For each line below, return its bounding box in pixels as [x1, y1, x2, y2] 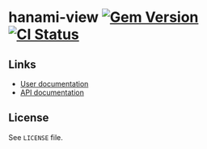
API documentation [19, 87, 85, 97]
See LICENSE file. [8, 132, 63, 142]
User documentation [19, 79, 89, 88]
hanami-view [8, 8, 99, 27]
